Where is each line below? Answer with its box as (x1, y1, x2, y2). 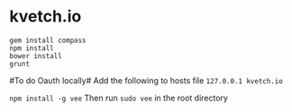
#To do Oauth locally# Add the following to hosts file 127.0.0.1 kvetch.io (9, 74, 284, 86)
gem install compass (9, 36, 87, 45)
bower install (9, 51, 63, 60)
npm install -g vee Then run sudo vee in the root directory (9, 92, 228, 103)
